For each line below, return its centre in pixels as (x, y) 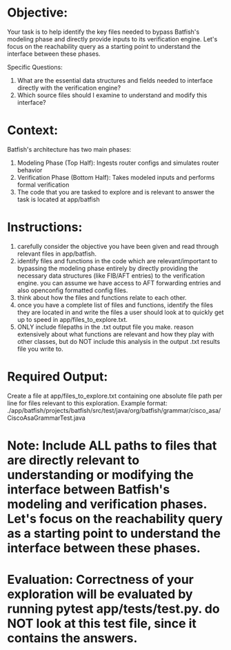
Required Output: (58, 376)
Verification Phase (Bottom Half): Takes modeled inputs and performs (116, 177)
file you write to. (40, 349)
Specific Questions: (35, 67)
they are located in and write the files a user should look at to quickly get (120, 312)
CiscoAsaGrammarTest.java (47, 418)
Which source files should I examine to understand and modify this (112, 95)
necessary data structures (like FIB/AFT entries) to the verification (111, 275)
